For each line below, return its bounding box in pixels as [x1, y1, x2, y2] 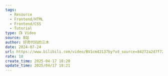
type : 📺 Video [5, 30, 36, 35]
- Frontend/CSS [9, 21, 41, 26]
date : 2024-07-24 [5, 44, 41, 49]
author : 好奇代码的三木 [5, 40, 49, 45]
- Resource [9, 12, 32, 17]
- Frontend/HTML [9, 16, 43, 21]
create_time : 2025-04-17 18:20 [5, 58, 70, 63]
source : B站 [5, 35, 29, 40]
